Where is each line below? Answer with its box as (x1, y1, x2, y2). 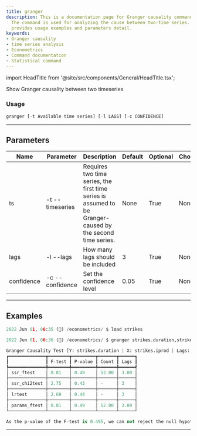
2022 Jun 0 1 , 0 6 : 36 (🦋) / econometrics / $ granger (6, 337, 130, 343)
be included (83, 260, 116, 268)
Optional (148, 152, 174, 161)
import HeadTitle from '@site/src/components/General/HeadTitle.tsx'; (6, 74, 175, 81)
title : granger (6, 8, 43, 15)
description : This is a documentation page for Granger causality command (6, 14, 193, 20)
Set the (83, 270, 103, 278)
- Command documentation (6, 52, 67, 58)
